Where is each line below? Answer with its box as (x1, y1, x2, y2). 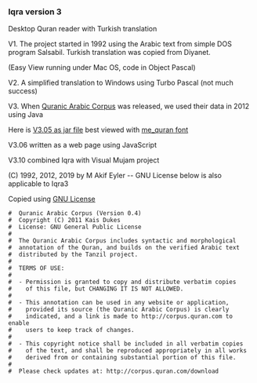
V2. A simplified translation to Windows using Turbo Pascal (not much (8, 78, 233, 88)
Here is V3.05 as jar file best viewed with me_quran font (8, 125, 189, 135)
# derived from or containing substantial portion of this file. (8, 354, 237, 362)
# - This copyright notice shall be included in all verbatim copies (8, 340, 244, 348)
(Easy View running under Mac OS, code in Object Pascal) (8, 63, 196, 72)
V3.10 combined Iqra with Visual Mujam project (8, 155, 160, 165)
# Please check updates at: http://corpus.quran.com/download (8, 367, 219, 375)
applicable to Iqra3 (8, 179, 69, 188)
